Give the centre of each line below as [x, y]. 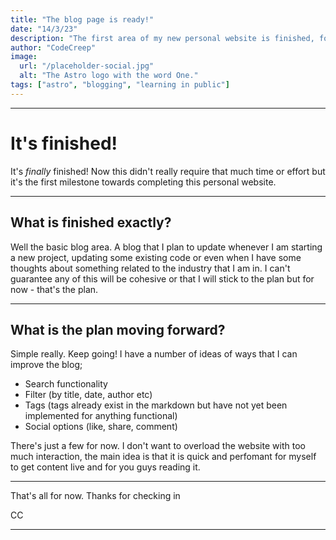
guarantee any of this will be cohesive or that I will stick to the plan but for [162, 278]
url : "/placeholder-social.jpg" [87, 66]
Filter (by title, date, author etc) [88, 395]
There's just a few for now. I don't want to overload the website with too [158, 446]
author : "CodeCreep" [53, 47]
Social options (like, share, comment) [101, 427]
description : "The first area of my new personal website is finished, [162, 38]
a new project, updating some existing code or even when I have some [156, 257]
